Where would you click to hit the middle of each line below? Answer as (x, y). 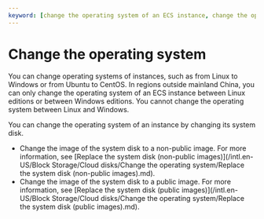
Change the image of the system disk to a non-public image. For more (133, 148)
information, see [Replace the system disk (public (100, 190)
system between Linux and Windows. (69, 109)
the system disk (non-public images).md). (87, 173)
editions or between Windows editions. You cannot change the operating (126, 101)
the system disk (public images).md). (79, 206)
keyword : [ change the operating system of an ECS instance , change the (128, 15)
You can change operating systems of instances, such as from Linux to (123, 76)
